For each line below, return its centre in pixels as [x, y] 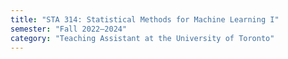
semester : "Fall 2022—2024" [69, 29]
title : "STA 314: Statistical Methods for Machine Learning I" [145, 19]
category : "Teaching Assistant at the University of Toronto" [142, 38]
